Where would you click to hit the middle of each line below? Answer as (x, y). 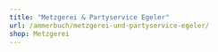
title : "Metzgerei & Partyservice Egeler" (89, 17)
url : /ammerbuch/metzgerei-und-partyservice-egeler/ (109, 26)
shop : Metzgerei (39, 33)
